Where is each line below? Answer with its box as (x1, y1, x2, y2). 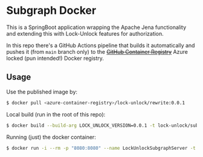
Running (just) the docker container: (6, 133, 97, 141)
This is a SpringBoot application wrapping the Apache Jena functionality (6, 24, 187, 31)
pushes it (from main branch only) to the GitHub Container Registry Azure (6, 48, 188, 55)
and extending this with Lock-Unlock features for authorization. (6, 30, 164, 37)
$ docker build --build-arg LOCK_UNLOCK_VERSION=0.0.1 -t (6, 122, 155, 129)
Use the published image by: (6, 88, 77, 95)
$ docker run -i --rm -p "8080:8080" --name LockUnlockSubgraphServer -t (6, 145, 196, 151)
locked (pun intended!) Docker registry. (6, 54, 105, 62)
